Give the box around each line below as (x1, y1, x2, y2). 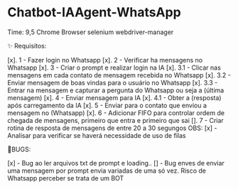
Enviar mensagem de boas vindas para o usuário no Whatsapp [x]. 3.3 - (7, 78, 218, 87)
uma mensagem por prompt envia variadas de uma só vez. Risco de (7, 166, 206, 175)
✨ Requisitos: (7, 41, 47, 50)
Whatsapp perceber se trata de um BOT (7, 173, 124, 182)
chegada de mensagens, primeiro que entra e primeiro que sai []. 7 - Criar (7, 116, 224, 124)
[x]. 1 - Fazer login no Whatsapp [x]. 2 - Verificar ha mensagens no (7, 55, 203, 64)
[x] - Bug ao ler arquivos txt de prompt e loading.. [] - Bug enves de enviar (7, 158, 225, 167)
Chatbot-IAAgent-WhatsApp (7, 4, 181, 21)
